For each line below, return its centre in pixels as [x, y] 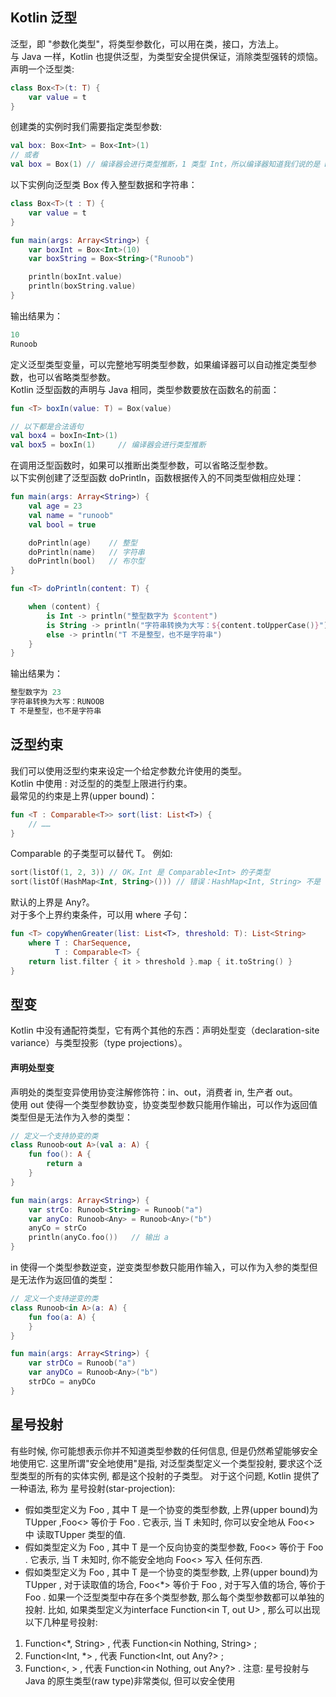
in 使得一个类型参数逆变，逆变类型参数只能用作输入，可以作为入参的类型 [160, 1267]
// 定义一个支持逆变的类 [54, 1299]
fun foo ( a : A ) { [62, 1317]
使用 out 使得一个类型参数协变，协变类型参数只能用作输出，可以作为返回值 [164, 1104]
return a [64, 1164]
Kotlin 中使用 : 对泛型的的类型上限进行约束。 [101, 783]
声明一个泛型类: [42, 69]
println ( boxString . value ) [82, 286]
